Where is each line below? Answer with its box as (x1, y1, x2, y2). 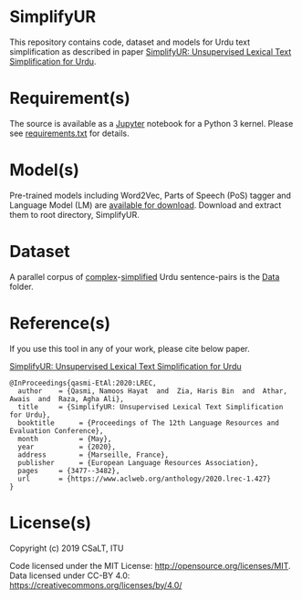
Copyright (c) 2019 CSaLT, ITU (9, 543, 124, 553)
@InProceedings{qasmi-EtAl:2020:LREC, (9, 378, 157, 388)
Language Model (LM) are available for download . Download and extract (9, 199, 282, 211)
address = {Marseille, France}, (17, 450, 170, 460)
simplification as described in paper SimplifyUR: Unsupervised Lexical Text (9, 46, 292, 57)
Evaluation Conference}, (9, 426, 104, 435)
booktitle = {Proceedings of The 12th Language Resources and (17, 418, 280, 428)
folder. (9, 281, 34, 292)
